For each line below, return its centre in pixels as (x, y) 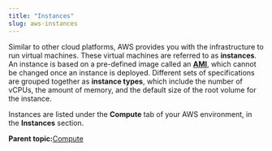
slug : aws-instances (43, 24)
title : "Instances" (41, 16)
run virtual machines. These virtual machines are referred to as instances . (133, 55)
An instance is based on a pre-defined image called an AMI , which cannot (132, 64)
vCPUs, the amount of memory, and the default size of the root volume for (132, 89)
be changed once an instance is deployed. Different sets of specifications (132, 72)
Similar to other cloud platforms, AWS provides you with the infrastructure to (136, 46)
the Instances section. (46, 123)
